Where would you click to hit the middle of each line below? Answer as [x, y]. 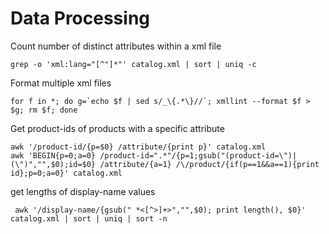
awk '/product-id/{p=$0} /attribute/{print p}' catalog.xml [138, 147]
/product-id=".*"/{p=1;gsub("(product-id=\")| [198, 155]
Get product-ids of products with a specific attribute [117, 128]
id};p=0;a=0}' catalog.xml [66, 173]
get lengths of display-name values [83, 191]
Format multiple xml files [61, 83]
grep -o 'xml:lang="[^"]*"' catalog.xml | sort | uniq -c [133, 64]
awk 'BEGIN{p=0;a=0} [53, 155]
